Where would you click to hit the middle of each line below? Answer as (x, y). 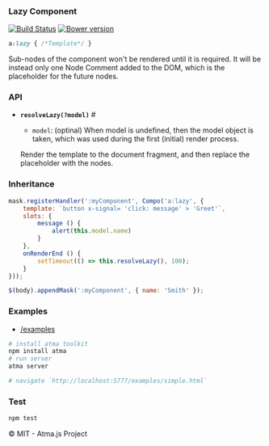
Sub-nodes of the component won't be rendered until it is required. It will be (134, 59)
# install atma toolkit (48, 344)
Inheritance (32, 184)
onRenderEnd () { (52, 253)
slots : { (38, 216)
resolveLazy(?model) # (58, 115)
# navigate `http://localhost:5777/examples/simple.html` (108, 381)
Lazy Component (43, 11)
